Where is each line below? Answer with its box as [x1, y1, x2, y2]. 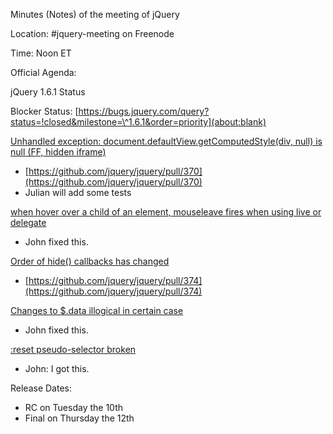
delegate [10, 217, 47, 228]
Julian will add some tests [24, 187, 132, 198]
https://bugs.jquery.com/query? [78, 105, 210, 117]
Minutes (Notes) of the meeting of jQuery [10, 9, 180, 20]
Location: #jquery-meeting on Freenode [10, 28, 175, 39]
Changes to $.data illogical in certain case [10, 305, 184, 316]
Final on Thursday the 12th [24, 412, 135, 424]
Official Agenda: [10, 67, 77, 78]
